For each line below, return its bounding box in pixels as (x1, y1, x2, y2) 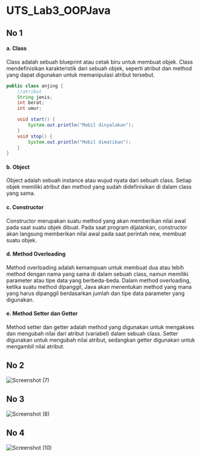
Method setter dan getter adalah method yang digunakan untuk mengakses (6, 323, 195, 331)
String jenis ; (17, 94, 53, 100)
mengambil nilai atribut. (6, 343, 65, 350)
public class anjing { (6, 83, 64, 89)
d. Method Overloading (6, 250, 66, 258)
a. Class (6, 45, 27, 52)
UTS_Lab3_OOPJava (6, 4, 111, 18)
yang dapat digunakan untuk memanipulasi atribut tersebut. (6, 71, 156, 78)
